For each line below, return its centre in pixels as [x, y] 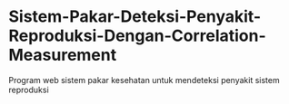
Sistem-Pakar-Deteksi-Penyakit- [135, 17]
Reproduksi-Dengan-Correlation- [138, 36]
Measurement [63, 55]
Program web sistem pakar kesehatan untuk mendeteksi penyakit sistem [144, 80]
